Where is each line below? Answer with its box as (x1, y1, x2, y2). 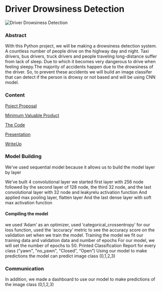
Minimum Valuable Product (5, 112, 60, 118)
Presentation (5, 131, 31, 137)
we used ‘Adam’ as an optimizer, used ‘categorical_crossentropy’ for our (5, 222, 150, 228)
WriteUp (5, 141, 22, 146)
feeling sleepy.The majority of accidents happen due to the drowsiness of (5, 64, 154, 70)
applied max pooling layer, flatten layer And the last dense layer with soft (5, 195, 152, 200)
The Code (5, 122, 25, 128)
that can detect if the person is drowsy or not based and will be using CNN (5, 74, 156, 80)
